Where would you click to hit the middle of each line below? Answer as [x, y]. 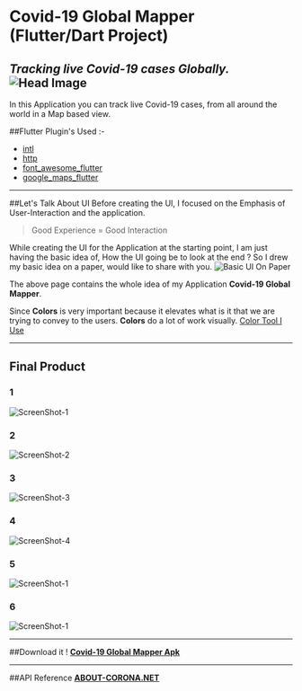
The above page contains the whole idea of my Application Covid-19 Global [150, 284]
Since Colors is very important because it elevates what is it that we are [142, 311]
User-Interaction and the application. [77, 213]
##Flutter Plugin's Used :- [57, 131]
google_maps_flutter [60, 177]
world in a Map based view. [60, 114]
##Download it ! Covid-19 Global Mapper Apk [95, 652]
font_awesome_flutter [62, 168]
